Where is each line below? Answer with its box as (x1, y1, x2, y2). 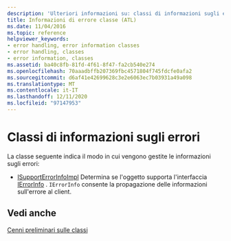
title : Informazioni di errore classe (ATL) (7, 17, 137, 23)
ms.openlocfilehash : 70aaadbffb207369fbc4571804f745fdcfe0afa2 (7, 67, 192, 74)
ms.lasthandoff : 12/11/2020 (7, 94, 88, 101)
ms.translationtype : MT (7, 81, 76, 87)
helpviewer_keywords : (7, 36, 69, 43)
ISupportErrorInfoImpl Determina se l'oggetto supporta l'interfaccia (16, 173, 208, 181)
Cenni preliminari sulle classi (7, 225, 88, 234)
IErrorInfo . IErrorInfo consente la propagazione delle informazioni (16, 180, 208, 188)
